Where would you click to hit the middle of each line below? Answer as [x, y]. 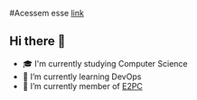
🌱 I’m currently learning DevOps [82, 77]
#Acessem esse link [47, 13]
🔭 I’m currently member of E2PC [82, 86]
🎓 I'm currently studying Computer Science [105, 63]
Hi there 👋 [38, 41]
